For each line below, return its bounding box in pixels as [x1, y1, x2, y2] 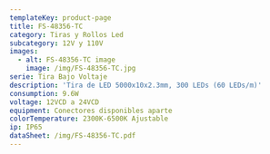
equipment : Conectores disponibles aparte [9, 106, 173, 115]
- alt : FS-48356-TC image [17, 55, 116, 64]
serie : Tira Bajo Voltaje [9, 72, 107, 82]
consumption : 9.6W [9, 89, 79, 98]
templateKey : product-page [9, 13, 112, 23]
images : [9, 47, 39, 56]
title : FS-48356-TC [9, 22, 84, 31]
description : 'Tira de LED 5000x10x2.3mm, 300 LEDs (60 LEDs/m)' [9, 81, 262, 90]
